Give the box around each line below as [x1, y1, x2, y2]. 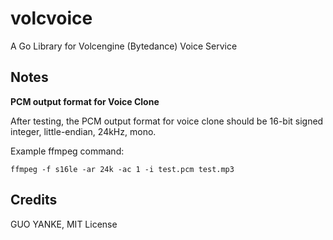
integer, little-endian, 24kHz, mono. [10, 125, 157, 137]
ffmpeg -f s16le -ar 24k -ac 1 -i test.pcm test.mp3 [10, 164, 235, 174]
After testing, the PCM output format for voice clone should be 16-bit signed [10, 115, 324, 127]
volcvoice [10, 7, 93, 30]
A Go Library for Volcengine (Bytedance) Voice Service [10, 40, 238, 52]
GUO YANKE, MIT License [10, 218, 118, 230]
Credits [10, 192, 58, 209]
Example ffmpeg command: [10, 145, 125, 157]
